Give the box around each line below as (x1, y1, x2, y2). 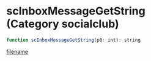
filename (6, 48, 29, 55)
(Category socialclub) (6, 17, 119, 31)
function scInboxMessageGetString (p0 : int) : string (6, 37, 141, 43)
